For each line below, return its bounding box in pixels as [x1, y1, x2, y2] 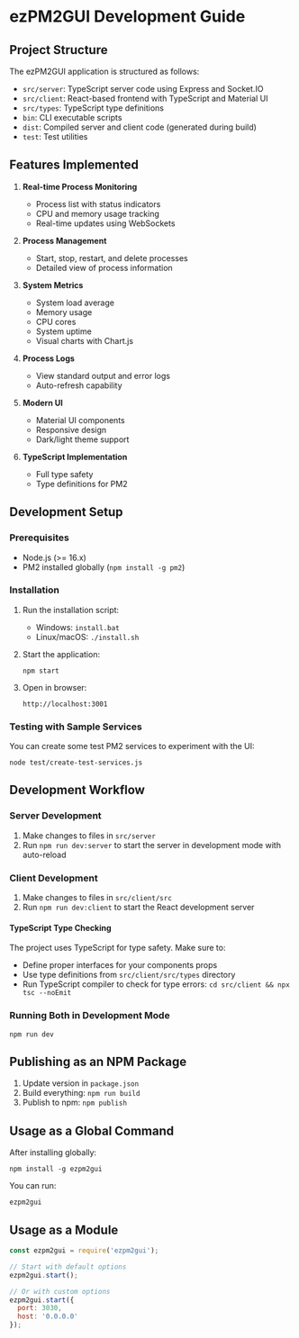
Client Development [9, 872, 98, 884]
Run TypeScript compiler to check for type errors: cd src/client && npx [22, 979, 290, 990]
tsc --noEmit [22, 989, 72, 998]
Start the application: [22, 648, 101, 659]
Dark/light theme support [35, 434, 130, 445]
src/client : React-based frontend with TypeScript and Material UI [22, 93, 268, 104]
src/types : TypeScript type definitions [22, 103, 165, 113]
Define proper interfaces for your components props [22, 960, 218, 971]
